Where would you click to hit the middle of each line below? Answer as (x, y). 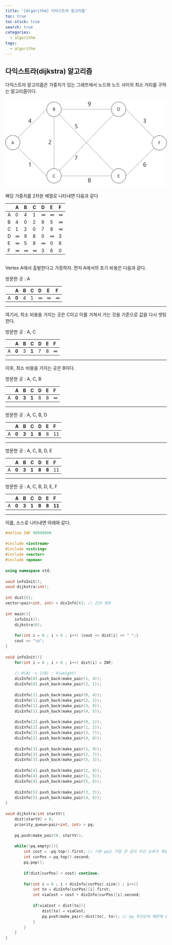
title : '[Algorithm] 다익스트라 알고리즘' (46, 11)
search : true (19, 27)
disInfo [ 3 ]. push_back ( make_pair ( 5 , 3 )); (58, 760)
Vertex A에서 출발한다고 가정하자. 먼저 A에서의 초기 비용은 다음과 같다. (76, 268)
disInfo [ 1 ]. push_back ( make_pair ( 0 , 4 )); (58, 695)
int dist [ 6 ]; (19, 598)
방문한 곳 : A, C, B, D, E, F (31, 487)
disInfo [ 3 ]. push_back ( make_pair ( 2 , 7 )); (58, 754)
